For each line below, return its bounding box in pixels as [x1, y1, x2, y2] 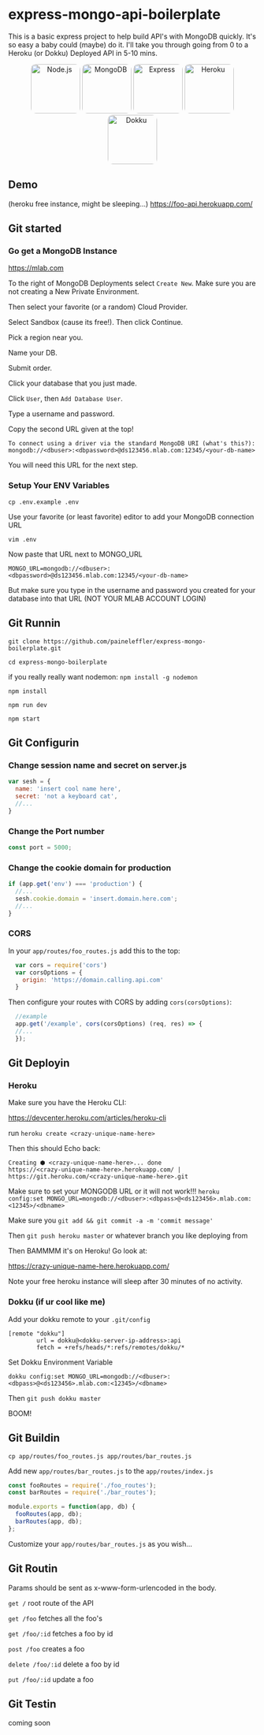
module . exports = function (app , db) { [8, 1503, 136, 1511]
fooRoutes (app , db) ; [15, 1510, 83, 1518]
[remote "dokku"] [8, 1330, 65, 1338]
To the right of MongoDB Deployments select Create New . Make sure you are [8, 278, 256, 289]
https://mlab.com [8, 263, 65, 273]
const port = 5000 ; [8, 843, 73, 851]
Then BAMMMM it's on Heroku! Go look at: [8, 1246, 148, 1256]
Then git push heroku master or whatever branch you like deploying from [8, 1231, 248, 1241]
